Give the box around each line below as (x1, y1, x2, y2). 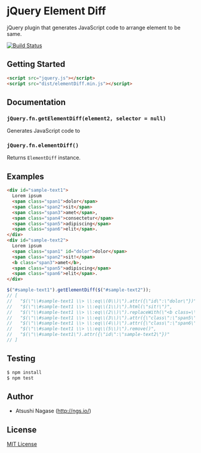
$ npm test (7, 375, 34, 381)
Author (7, 391, 33, 402)
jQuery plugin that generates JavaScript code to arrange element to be (7, 24, 181, 31)
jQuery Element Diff (7, 4, 106, 18)
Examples (7, 172, 44, 182)
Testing (7, 354, 36, 364)
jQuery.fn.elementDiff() (7, 142, 79, 149)
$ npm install (7, 369, 42, 375)
